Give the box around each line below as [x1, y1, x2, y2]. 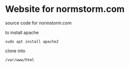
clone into [5, 48, 26, 54]
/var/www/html [5, 57, 35, 63]
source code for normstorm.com [5, 20, 72, 26]
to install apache [5, 29, 39, 35]
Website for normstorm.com [5, 3, 125, 15]
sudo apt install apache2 [5, 39, 59, 44]
